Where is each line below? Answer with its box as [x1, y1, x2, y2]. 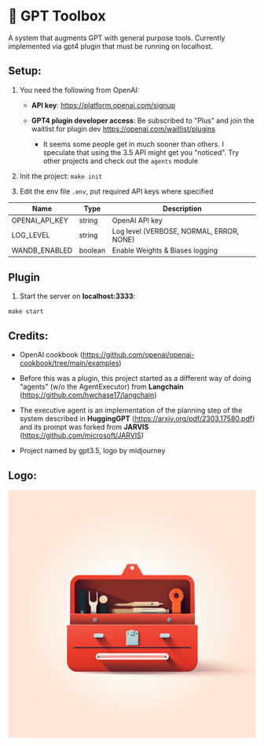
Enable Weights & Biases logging [112, 246, 218, 255]
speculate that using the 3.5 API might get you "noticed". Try [42, 147, 240, 157]
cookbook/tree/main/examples [19, 358, 119, 368]
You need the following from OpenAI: [19, 85, 140, 94]
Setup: [8, 65, 42, 78]
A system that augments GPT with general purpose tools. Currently [8, 33, 225, 42]
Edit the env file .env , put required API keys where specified [19, 186, 214, 196]
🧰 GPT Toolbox [8, 7, 106, 25]
